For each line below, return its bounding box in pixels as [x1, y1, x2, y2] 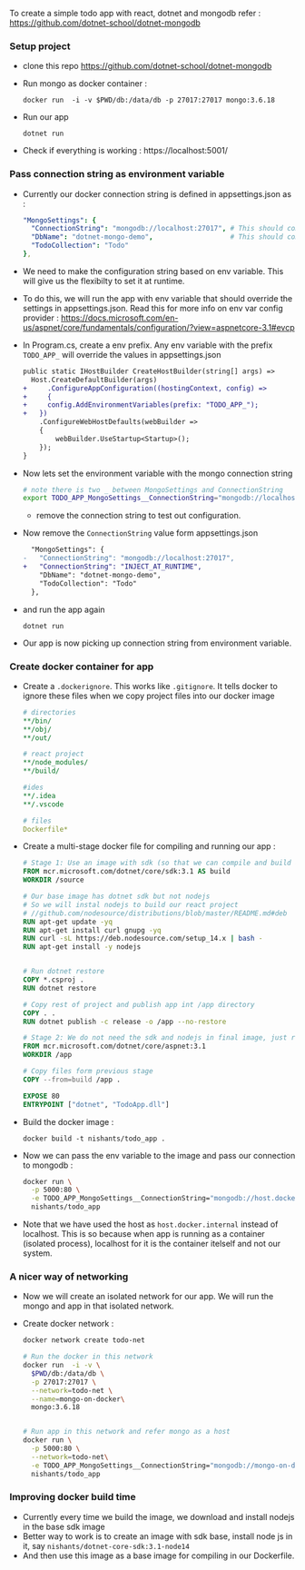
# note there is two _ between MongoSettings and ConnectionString [22, 485, 283, 494]
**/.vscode [22, 799, 64, 809]
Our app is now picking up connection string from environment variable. [22, 637, 292, 648]
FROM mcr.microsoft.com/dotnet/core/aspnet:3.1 [22, 1042, 206, 1052]
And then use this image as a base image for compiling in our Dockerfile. [22, 1550, 295, 1561]
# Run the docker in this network [22, 1352, 153, 1361]
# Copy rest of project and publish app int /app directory [22, 1000, 255, 1009]
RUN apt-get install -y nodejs [22, 943, 142, 952]
